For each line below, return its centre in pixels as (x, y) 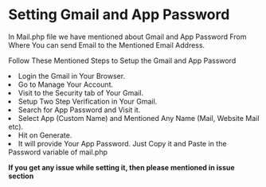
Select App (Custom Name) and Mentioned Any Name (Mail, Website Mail (139, 118)
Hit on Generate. (45, 135)
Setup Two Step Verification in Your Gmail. (88, 101)
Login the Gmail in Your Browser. (72, 76)
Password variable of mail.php (58, 152)
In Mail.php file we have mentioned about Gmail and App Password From (127, 37)
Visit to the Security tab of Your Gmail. (81, 92)
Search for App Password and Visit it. (80, 110)
